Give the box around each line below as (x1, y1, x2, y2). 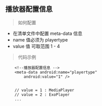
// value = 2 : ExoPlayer (14, 92, 70, 97)
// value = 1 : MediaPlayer (14, 88, 74, 93)
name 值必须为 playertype (12, 36, 68, 43)
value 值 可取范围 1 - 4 (12, 43, 60, 49)
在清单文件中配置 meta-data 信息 (12, 30, 83, 36)
